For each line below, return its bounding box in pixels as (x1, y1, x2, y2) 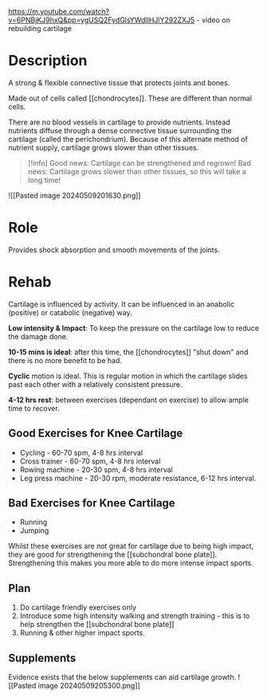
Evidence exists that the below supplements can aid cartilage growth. (8, 672, 237, 682)
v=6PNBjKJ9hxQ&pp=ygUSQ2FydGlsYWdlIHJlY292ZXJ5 (8, 15, 195, 25)
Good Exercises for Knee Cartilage (8, 427, 183, 440)
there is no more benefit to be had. (8, 355, 122, 365)
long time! (27, 175, 61, 184)
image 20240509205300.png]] (37, 681, 141, 691)
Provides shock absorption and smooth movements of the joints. (8, 245, 221, 254)
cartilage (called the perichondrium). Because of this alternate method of (8, 134, 249, 144)
